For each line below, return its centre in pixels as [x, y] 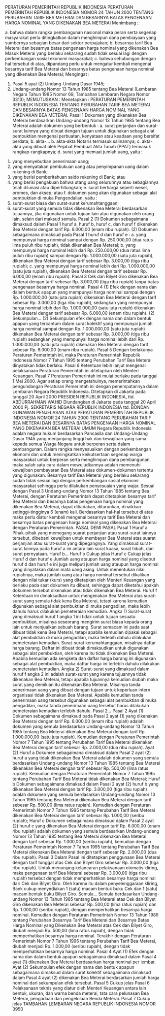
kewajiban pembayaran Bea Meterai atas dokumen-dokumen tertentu [83, 470]
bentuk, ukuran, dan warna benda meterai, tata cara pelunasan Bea [81, 993]
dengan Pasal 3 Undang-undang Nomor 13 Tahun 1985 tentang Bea [81, 491]
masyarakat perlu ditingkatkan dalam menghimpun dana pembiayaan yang [81, 37]
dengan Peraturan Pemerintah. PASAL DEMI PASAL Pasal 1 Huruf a [80, 527]
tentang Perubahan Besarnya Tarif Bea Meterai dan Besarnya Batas [81, 920]
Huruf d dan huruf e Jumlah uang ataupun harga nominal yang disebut [84, 559]
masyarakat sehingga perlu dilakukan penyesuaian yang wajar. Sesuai [83, 486]
